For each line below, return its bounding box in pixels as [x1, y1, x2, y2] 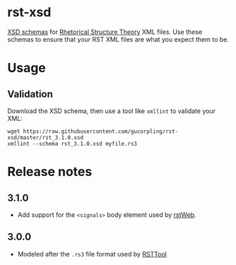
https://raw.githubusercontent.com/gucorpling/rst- [23, 128, 179, 135]
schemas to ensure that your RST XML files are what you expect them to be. [7, 35, 230, 43]
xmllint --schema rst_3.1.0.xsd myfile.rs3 [7, 140, 138, 147]
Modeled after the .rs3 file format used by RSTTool [17, 249, 167, 258]
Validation [7, 88, 53, 100]
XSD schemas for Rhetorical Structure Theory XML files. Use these [7, 28, 203, 36]
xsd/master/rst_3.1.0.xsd [7, 134, 83, 141]
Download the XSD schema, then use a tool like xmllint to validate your [7, 107, 216, 115]
